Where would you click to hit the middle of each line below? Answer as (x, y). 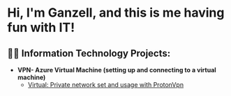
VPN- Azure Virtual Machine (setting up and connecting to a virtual (117, 70)
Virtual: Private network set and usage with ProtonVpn (105, 85)
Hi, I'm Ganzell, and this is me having (116, 13)
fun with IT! (41, 27)
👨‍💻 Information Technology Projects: (89, 53)
